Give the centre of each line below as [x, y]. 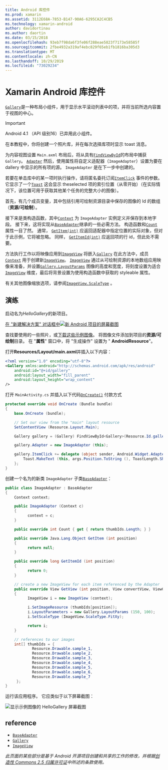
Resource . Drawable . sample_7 [61, 677]
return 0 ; [38, 571]
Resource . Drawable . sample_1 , [62, 649]
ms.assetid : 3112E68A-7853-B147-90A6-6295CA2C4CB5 [59, 19]
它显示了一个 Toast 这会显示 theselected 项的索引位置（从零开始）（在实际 [80, 184]
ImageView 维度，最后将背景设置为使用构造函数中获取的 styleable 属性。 [79, 273]
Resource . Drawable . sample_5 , [62, 667]
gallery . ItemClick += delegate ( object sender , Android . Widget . [82, 454]
